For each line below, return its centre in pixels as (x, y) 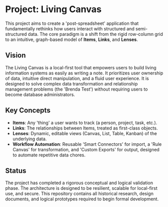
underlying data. (30, 139)
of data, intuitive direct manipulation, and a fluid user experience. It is (77, 78)
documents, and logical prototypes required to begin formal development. (82, 199)
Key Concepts (28, 111)
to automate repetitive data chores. (49, 155)
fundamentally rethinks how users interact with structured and (70, 28)
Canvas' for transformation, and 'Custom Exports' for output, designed (86, 149)
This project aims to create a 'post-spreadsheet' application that (72, 23)
